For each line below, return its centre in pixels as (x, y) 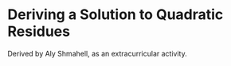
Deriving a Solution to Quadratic (115, 15)
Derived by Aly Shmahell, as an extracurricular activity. (98, 53)
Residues (39, 31)
